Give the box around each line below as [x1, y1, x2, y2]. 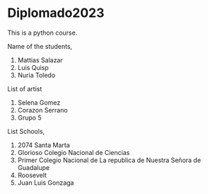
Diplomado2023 [7, 5, 105, 21]
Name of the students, [7, 42, 73, 50]
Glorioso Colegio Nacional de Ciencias [17, 148, 130, 156]
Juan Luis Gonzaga [17, 178, 74, 187]
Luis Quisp [17, 63, 50, 72]
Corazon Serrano [17, 105, 69, 114]
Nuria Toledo [17, 71, 56, 79]
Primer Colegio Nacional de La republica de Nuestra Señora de [17, 156, 202, 164]
